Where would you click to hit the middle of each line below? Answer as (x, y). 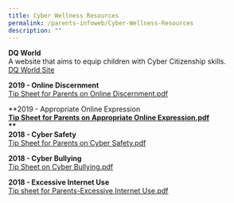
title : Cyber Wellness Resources (64, 16)
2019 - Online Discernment (54, 85)
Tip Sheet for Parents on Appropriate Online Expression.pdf (109, 118)
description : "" (35, 30)
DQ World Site (31, 70)
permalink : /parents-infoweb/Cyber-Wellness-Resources (101, 23)
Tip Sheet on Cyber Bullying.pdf (61, 167)
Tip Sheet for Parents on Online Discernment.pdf (88, 94)
